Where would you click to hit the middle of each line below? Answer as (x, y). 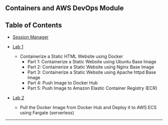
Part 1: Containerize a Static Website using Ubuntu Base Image (92, 62)
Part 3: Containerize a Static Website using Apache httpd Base (92, 72)
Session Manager (30, 37)
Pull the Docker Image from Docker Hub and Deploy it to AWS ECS (88, 108)
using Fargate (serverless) (47, 113)
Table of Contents (34, 25)
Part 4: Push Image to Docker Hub (62, 83)
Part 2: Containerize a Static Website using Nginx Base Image (91, 67)
